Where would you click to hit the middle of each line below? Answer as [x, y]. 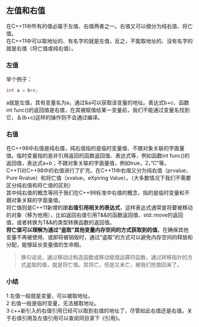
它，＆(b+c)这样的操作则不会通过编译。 [55, 117]
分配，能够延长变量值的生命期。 [45, 245]
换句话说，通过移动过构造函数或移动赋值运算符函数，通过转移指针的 [104, 258]
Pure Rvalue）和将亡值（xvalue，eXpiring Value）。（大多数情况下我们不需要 [99, 178]
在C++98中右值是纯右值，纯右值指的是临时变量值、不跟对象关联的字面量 [96, 148]
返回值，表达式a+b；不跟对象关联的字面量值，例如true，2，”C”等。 [88, 163]
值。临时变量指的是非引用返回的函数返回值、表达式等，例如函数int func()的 [98, 155]
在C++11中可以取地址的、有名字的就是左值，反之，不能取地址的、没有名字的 [99, 41]
